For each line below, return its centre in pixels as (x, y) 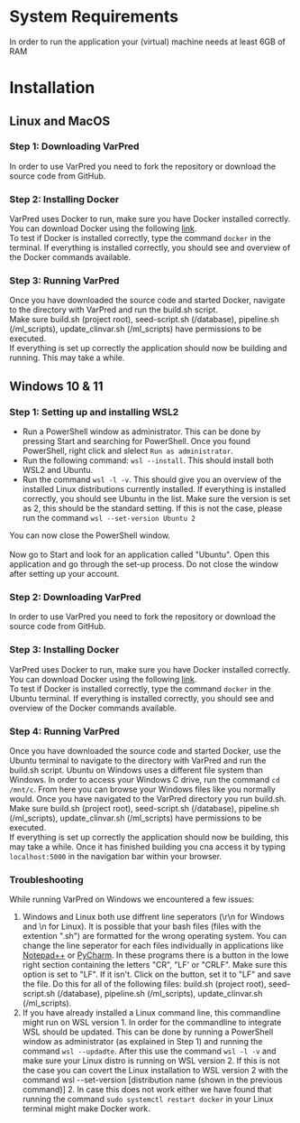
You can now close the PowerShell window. (90, 535)
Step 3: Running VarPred (64, 281)
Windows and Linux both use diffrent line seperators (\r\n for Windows (154, 917)
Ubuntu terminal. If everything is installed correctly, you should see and (142, 698)
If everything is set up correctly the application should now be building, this (149, 837)
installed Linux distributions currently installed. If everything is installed (154, 489)
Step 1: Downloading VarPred (74, 146)
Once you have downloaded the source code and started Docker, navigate (147, 301)
